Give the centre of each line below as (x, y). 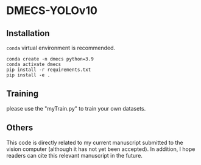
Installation (28, 33)
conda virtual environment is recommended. (61, 48)
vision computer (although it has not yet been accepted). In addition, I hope (101, 149)
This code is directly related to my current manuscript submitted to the (95, 142)
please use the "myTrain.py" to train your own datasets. (76, 108)
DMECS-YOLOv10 (52, 11)
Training (23, 94)
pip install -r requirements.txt (49, 70)
